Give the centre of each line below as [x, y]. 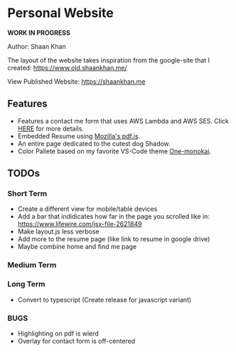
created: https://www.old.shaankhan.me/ [67, 67]
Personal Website [60, 13]
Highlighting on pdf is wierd [58, 333]
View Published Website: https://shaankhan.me [76, 81]
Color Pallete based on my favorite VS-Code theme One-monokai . [114, 151]
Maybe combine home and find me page [77, 247]
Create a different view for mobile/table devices [87, 209]
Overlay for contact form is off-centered [76, 341]
